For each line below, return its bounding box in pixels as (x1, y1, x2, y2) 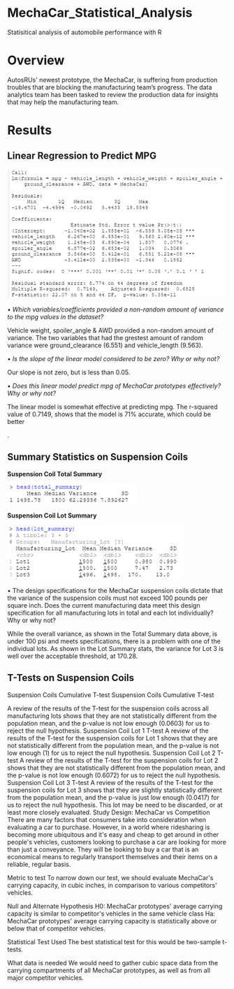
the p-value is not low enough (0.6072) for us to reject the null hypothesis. (7, 770, 221, 779)
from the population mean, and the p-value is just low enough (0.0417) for (7, 793, 220, 801)
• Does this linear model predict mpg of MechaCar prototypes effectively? (7, 381, 221, 390)
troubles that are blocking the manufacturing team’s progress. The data (7, 82, 212, 91)
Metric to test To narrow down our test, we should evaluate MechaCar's (7, 873, 214, 881)
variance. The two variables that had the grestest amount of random (7, 333, 204, 342)
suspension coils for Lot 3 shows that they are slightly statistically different (7, 786, 222, 794)
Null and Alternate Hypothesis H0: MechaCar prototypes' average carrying (7, 902, 223, 910)
